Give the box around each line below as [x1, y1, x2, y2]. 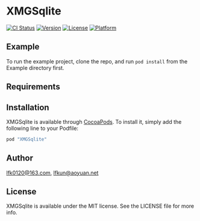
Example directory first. [6, 64, 64, 71]
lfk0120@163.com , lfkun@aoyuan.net [6, 169, 99, 176]
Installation [6, 102, 49, 112]
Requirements [6, 82, 60, 92]
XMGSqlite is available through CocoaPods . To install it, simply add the [6, 118, 182, 125]
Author [6, 153, 33, 164]
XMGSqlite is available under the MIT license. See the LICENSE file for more [6, 202, 195, 210]
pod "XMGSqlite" [6, 136, 47, 143]
